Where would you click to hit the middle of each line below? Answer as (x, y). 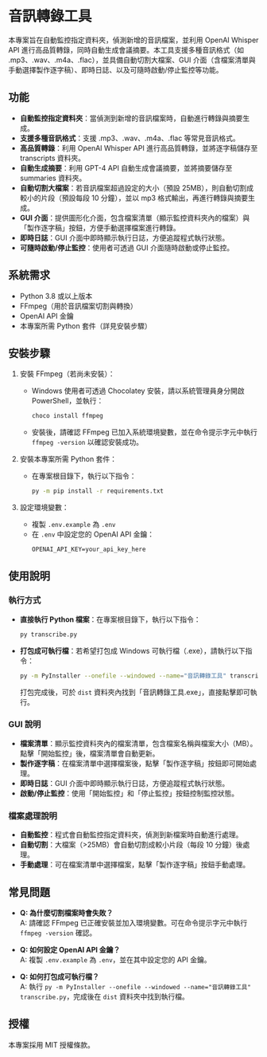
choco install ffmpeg (67, 416)
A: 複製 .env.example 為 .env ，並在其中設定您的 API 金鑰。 (116, 959)
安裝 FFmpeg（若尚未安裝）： (67, 374)
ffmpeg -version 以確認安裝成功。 (87, 442)
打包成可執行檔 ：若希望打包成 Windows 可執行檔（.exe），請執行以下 (133, 650)
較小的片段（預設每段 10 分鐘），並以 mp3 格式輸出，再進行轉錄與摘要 (134, 198)
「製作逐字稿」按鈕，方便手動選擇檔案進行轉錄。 (100, 227)
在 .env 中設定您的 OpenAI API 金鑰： (93, 534)
